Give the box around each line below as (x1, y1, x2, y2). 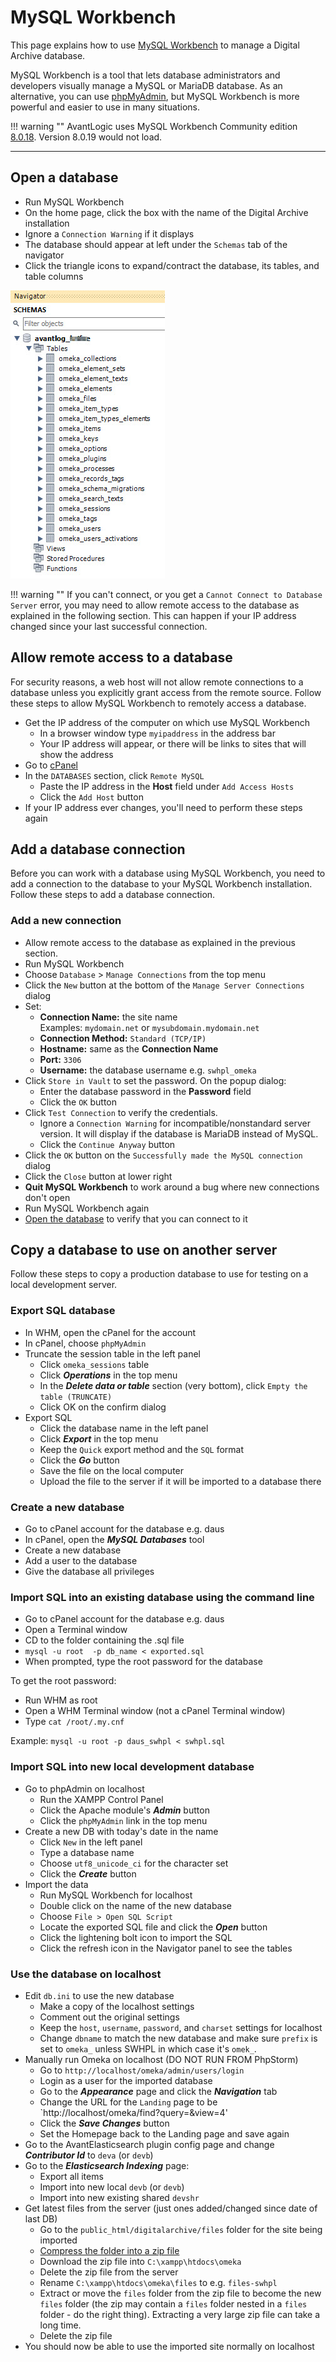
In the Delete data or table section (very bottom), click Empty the (39, 1379, 308, 1391)
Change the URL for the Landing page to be (39, 2096, 218, 2108)
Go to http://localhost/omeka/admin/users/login (39, 2064, 245, 2076)
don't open (24, 1191, 71, 1203)
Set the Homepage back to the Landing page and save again (39, 2127, 290, 2140)
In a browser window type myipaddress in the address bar (39, 727, 276, 739)
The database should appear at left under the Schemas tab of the (24, 238, 288, 250)
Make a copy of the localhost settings (39, 2000, 195, 2012)
